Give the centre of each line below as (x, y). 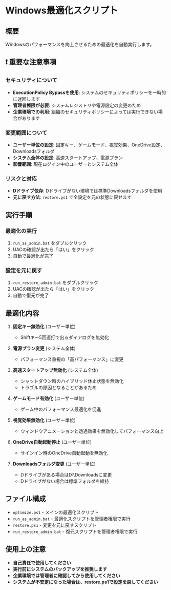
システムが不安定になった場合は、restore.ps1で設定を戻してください (85, 582)
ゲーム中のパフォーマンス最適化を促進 (61, 409)
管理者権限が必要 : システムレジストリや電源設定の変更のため (77, 105)
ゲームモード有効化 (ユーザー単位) (49, 398)
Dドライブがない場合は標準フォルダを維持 (65, 481)
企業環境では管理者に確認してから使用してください (66, 575)
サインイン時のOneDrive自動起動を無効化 (64, 453)
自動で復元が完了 (31, 295)
